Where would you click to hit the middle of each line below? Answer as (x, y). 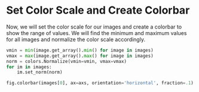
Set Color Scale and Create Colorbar (98, 10)
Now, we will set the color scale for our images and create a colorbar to (94, 27)
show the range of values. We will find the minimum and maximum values (97, 33)
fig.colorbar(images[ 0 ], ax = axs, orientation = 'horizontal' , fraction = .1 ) (100, 83)
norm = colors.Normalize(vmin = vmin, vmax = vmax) (67, 61)
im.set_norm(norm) (40, 72)
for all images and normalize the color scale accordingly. (76, 39)
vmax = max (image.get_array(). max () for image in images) (80, 56)
